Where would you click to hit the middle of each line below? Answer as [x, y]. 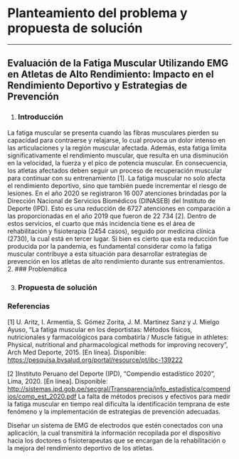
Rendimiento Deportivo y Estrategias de [97, 86]
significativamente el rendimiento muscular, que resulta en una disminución [118, 155]
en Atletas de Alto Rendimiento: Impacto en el [111, 74]
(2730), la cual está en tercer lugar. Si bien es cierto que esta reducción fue [118, 238]
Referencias [29, 306]
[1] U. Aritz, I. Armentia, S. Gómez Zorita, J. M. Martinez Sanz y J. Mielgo [113, 321]
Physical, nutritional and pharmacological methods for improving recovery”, [118, 344]
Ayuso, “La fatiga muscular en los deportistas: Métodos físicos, [100, 329]
